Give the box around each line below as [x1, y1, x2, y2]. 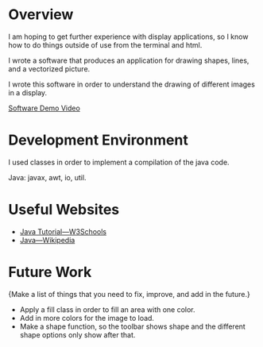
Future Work [8, 264, 92, 281]
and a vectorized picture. [8, 64, 91, 73]
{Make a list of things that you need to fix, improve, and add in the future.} [8, 289, 250, 299]
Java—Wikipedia [19, 235, 75, 245]
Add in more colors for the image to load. [19, 313, 155, 322]
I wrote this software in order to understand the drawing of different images [8, 79, 256, 89]
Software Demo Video [8, 103, 81, 113]
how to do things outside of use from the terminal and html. [8, 40, 203, 49]
